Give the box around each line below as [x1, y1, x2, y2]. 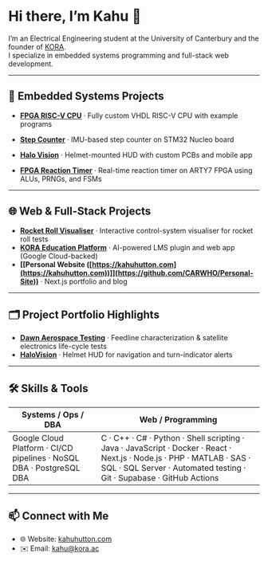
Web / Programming [139, 414, 218, 426]
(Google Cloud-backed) [19, 251, 98, 261]
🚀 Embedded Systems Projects [8, 89, 165, 103]
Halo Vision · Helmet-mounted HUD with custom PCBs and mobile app [19, 150, 253, 159]
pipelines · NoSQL [12, 453, 80, 464]
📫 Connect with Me [8, 509, 109, 523]
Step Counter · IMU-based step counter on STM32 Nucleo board [19, 135, 235, 144]
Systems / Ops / [21, 410, 85, 421]
